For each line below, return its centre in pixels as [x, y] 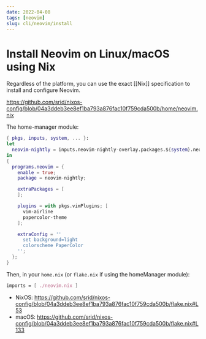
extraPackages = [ [41, 189]
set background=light [50, 240]
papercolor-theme [45, 217]
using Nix [31, 67]
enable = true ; [37, 172]
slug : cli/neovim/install [39, 23]
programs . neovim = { [38, 167]
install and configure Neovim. [44, 90]
